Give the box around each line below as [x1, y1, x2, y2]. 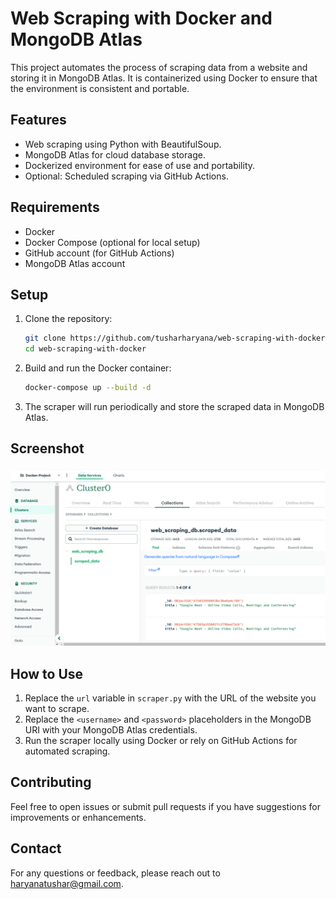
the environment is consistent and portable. [10, 82, 190, 94]
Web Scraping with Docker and [10, 7, 273, 30]
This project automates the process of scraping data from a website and [10, 61, 308, 73]
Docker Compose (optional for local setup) [24, 236, 201, 248]
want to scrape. [24, 703, 90, 715]
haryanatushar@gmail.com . [10, 877, 124, 889]
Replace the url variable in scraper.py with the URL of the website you [24, 692, 317, 704]
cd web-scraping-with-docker [24, 344, 147, 354]
